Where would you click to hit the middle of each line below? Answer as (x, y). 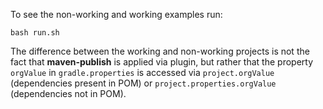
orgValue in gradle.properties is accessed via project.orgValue (142, 72)
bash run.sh (35, 33)
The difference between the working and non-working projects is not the (160, 51)
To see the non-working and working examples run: (116, 14)
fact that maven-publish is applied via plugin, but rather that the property (162, 62)
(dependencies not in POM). (68, 93)
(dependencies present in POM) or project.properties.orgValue (143, 83)
